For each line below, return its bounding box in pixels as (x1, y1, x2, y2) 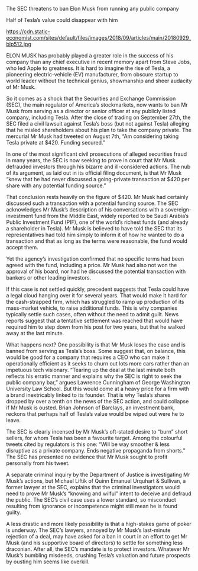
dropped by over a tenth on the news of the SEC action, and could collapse (6, 398, 189, 405)
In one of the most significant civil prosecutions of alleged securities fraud (6, 150, 187, 158)
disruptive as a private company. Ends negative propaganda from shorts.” (6, 447, 186, 454)
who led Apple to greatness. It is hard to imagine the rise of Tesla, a (6, 65, 170, 72)
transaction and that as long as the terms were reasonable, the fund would (6, 238, 188, 245)
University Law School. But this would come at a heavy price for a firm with (6, 385, 189, 392)
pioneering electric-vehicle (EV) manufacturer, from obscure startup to (6, 71, 178, 78)
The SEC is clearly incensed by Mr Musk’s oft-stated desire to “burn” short (6, 428, 188, 435)
